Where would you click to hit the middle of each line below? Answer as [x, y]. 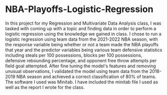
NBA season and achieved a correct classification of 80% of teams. [86, 76]
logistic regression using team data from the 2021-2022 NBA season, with [81, 39]
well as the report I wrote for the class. [45, 87]
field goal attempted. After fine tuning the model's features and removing [81, 66]
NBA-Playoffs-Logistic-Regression [79, 9]
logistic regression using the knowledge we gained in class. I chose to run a [83, 34]
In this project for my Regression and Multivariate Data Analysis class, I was [83, 23]
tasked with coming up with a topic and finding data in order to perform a [81, 28]
